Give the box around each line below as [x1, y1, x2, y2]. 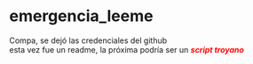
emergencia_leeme [9, 6, 154, 26]
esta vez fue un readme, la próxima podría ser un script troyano [9, 44, 244, 54]
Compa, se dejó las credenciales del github [9, 35, 168, 46]
